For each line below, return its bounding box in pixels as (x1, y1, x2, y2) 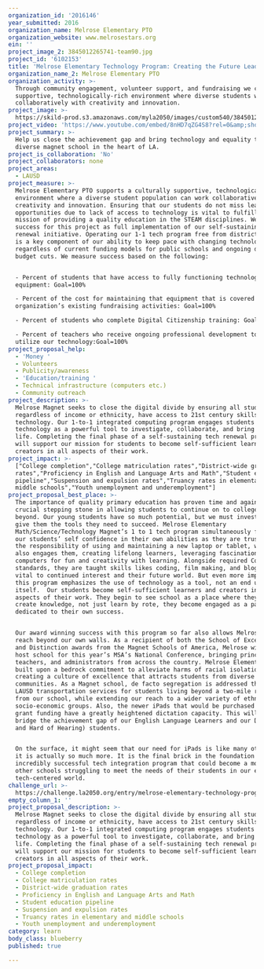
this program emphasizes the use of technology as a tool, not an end (15, 579, 251, 587)
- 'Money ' (15, 353, 51, 360)
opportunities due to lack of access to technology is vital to (15, 209, 230, 217)
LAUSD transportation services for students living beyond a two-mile (15, 688, 251, 696)
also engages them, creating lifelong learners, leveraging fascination (15, 550, 258, 558)
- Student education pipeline (15, 898, 114, 906)
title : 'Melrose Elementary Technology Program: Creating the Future (8, 63, 241, 71)
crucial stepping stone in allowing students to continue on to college (15, 506, 258, 514)
